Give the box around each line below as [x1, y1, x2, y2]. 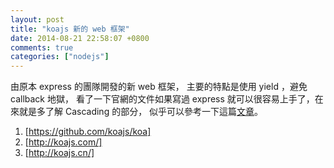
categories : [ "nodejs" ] [10, 52, 110, 62]
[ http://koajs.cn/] [24, 147, 95, 159]
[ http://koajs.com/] [24, 136, 103, 148]
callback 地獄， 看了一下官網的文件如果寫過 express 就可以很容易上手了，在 [10, 93, 324, 105]
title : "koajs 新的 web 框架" [10, 24, 130, 34]
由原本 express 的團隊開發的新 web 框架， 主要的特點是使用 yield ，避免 [10, 81, 308, 93]
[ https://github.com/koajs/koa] [24, 126, 152, 138]
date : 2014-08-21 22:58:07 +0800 [10, 33, 150, 43]
